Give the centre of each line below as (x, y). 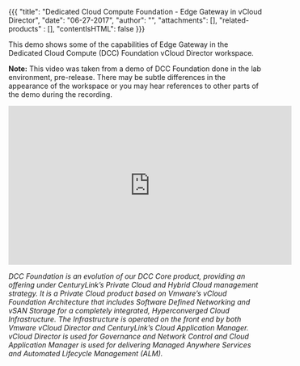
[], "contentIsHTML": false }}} (96, 29)
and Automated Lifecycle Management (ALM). (86, 353)
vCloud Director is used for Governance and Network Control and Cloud (129, 336)
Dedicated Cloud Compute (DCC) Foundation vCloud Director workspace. (131, 53)
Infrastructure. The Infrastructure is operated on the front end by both (125, 319)
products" (25, 29)
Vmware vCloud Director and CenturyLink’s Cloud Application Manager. (129, 328)
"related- (234, 20)
